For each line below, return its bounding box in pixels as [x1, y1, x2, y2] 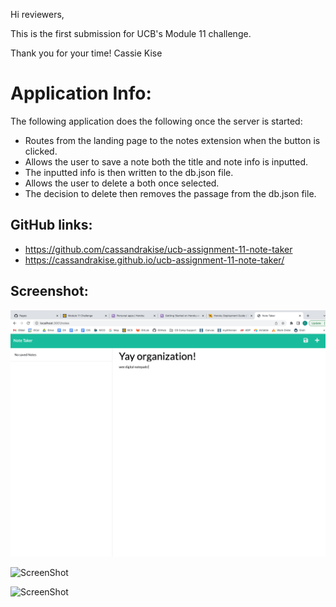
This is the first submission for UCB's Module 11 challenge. [10, 28, 252, 39]
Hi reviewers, [10, 9, 65, 20]
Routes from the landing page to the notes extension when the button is [24, 134, 321, 146]
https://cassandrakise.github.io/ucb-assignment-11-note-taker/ [24, 254, 285, 266]
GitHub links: [10, 217, 93, 234]
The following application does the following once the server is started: [10, 115, 303, 127]
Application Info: [10, 82, 152, 105]
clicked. [24, 145, 58, 157]
